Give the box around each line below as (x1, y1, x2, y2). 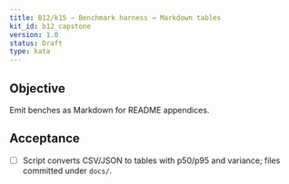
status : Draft (9, 38, 64, 48)
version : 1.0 (9, 30, 59, 39)
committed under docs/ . (22, 165, 113, 176)
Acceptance (9, 131, 80, 146)
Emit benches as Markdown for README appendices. (9, 104, 210, 115)
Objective (9, 81, 66, 96)
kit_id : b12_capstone (9, 22, 92, 31)
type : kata (9, 47, 51, 56)
